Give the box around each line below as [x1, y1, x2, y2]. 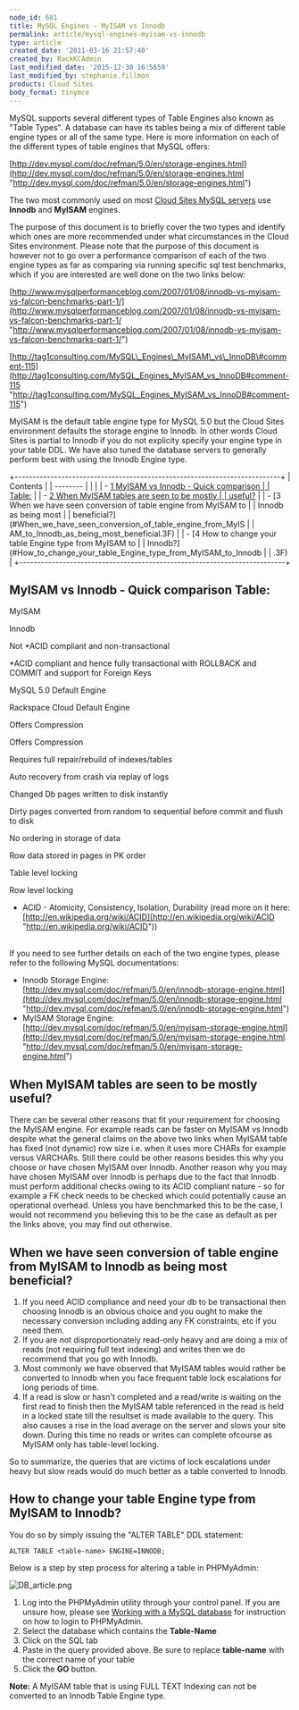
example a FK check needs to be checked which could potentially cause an [9, 1191, 287, 1201]
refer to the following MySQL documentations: [9, 957, 179, 968]
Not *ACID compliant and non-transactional [9, 641, 170, 652]
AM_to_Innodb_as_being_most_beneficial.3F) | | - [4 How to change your [9, 528, 278, 539]
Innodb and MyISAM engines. [9, 204, 120, 215]
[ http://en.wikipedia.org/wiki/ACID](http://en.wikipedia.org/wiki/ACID [21, 912, 275, 922]
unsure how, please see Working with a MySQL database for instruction [21, 1606, 286, 1617]
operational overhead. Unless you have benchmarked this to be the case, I [9, 1200, 283, 1211]
